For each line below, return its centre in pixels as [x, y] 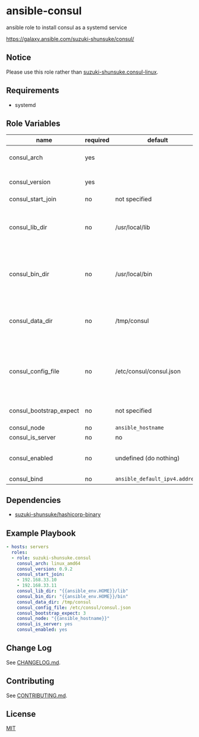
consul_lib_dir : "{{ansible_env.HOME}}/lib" [73, 591]
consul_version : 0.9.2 [45, 569]
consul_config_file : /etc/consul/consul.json [74, 608]
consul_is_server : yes [45, 624]
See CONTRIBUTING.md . [37, 695]
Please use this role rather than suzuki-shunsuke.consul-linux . [82, 72]
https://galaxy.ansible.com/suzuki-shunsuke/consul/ [70, 39]
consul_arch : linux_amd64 [49, 563]
